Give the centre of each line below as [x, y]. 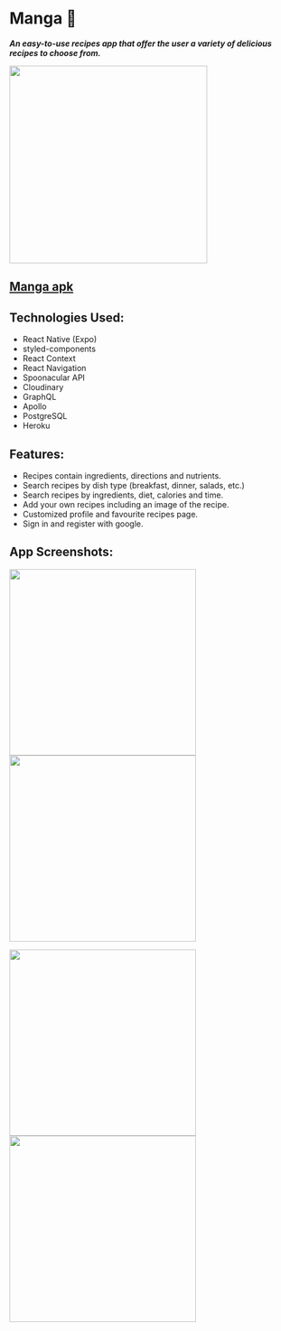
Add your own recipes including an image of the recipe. [126, 504]
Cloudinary [43, 387]
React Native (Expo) [60, 340]
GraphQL [39, 397]
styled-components [59, 349]
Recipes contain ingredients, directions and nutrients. [122, 475]
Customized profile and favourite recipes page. [110, 514]
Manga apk [42, 287]
